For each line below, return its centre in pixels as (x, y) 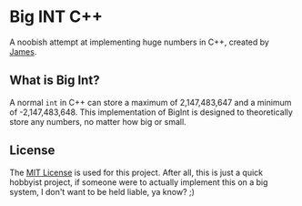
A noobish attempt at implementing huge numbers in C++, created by (140, 42)
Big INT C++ (56, 17)
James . (23, 51)
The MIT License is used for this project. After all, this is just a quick (136, 172)
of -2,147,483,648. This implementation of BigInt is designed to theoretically (151, 112)
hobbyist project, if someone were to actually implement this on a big (139, 182)
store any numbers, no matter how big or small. (98, 121)
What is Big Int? (55, 81)
